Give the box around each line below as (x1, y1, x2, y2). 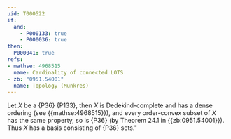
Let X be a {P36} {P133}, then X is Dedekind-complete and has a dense (7, 101, 213, 110)
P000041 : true (13, 50, 55, 57)
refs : (7, 56, 23, 63)
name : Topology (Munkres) (13, 82, 90, 89)
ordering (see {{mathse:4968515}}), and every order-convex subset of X (7, 109, 217, 117)
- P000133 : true (20, 29, 68, 37)
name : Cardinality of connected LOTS (13, 69, 124, 76)
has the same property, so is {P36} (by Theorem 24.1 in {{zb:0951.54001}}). (7, 117, 225, 125)
